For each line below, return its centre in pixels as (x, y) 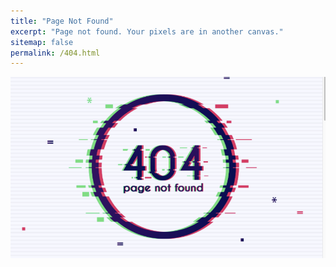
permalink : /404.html (55, 53)
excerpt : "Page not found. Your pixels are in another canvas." (147, 31)
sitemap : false (42, 42)
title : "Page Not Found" (62, 21)
